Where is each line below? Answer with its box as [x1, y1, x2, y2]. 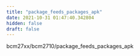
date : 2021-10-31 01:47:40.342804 [6, 15, 95, 21]
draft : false [6, 26, 40, 32]
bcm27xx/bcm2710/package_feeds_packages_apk [6, 43, 134, 50]
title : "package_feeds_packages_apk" [6, 9, 103, 15]
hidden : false [6, 20, 43, 26]
